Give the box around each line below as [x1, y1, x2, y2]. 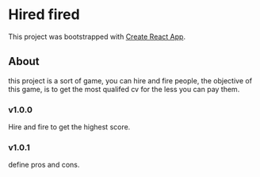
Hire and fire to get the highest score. [8, 122, 131, 132]
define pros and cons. [8, 160, 80, 170]
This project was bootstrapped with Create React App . [8, 32, 186, 41]
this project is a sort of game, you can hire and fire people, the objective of [8, 75, 252, 85]
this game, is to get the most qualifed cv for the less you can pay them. [8, 84, 240, 94]
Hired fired [8, 6, 81, 24]
